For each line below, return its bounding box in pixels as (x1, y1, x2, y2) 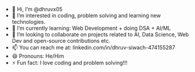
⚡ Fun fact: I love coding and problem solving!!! (11, 60, 128, 66)
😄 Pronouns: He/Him (11, 52, 64, 60)
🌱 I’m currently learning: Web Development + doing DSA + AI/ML (11, 24, 171, 32)
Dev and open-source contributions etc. (11, 37, 110, 44)
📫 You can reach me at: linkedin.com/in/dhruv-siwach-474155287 (11, 44, 175, 51)
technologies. (11, 18, 46, 25)
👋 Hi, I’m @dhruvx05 (11, 6, 63, 12)
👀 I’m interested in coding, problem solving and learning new (11, 12, 161, 19)
